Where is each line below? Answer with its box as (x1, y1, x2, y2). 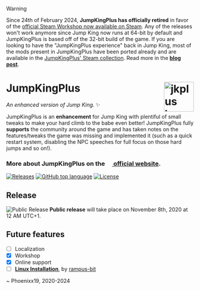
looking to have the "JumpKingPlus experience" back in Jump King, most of (6, 42, 192, 49)
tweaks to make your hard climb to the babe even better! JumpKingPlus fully (6, 119, 194, 127)
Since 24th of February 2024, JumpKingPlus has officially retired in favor (6, 17, 189, 23)
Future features (6, 229, 65, 239)
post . (6, 61, 20, 68)
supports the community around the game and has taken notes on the (6, 125, 179, 133)
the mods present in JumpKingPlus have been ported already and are (6, 48, 177, 55)
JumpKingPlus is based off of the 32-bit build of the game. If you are (6, 36, 175, 42)
